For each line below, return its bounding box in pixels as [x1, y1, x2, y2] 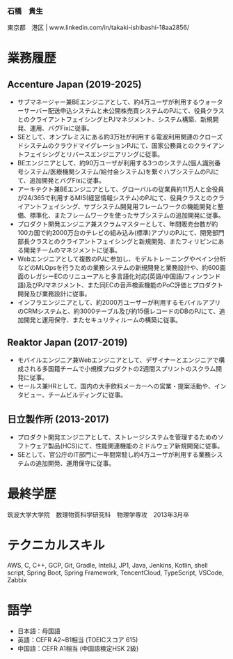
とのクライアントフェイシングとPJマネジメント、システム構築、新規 [17, 115, 213, 123]
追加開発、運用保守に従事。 [35, 459, 115, 467]
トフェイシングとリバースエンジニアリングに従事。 [17, 150, 164, 158]
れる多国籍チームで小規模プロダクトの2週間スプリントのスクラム [29, 365, 216, 373]
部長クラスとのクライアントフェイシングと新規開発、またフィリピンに [17, 237, 218, 245]
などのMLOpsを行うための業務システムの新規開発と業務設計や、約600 [17, 264, 220, 272]
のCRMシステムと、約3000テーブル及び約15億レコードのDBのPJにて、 [17, 307, 220, 315]
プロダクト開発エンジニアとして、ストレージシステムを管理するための [17, 432, 218, 441]
